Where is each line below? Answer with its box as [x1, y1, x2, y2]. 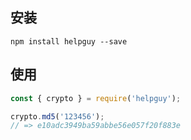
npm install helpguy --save [10, 36, 128, 47]
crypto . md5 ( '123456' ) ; [10, 111, 105, 122]
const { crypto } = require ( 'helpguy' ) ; [10, 93, 182, 103]
